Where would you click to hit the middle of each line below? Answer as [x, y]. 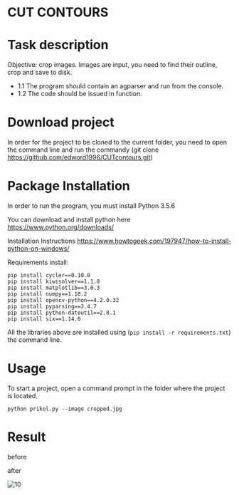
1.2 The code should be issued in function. [80, 94]
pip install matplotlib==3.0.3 [54, 288]
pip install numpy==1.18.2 [47, 294]
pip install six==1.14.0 [44, 319]
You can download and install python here [69, 219]
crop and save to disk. [40, 73]
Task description [58, 45]
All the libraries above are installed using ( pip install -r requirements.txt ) [119, 332]
